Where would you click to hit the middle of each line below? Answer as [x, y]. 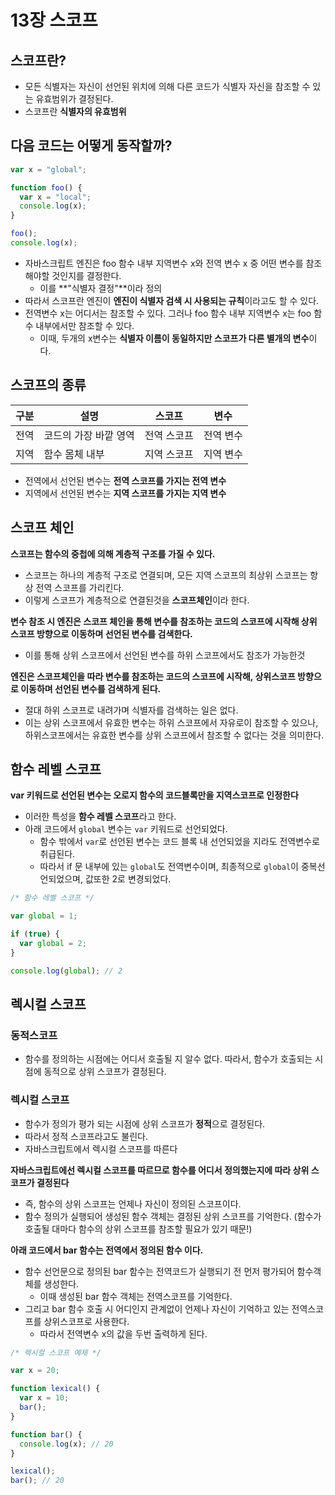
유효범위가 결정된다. [74, 99]
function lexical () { [55, 1389]
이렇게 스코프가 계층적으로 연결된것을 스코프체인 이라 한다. [137, 600]
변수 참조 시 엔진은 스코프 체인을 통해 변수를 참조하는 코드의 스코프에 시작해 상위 [164, 621]
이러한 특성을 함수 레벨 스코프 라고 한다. [100, 817]
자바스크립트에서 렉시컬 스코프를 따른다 [101, 1148]
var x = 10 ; [44, 1398]
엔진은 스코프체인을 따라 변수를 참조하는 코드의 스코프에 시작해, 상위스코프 [153, 676]
